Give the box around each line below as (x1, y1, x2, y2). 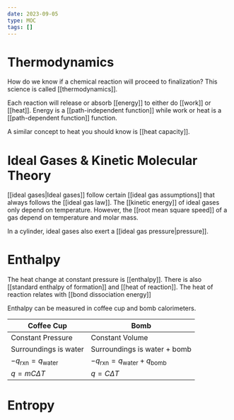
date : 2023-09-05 (7, 10, 59, 18)
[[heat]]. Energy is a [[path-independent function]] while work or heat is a (7, 106, 222, 115)
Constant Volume (90, 333, 148, 343)
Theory (7, 167, 52, 183)
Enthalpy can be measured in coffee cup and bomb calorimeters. (7, 304, 197, 312)
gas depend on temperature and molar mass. (7, 213, 139, 222)
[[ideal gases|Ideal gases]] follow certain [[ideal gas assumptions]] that (7, 191, 215, 199)
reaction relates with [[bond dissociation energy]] (7, 290, 152, 299)
